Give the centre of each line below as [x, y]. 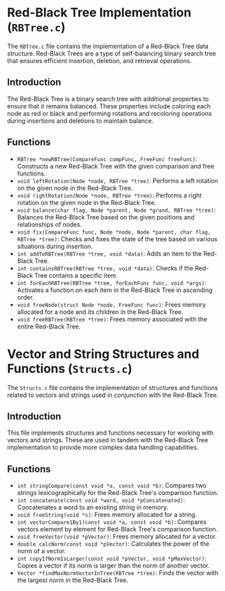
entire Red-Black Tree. [49, 326]
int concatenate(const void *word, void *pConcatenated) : [101, 500]
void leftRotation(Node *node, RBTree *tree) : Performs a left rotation [117, 180]
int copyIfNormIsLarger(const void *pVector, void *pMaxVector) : [112, 558]
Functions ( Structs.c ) [70, 369]
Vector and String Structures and [103, 354]
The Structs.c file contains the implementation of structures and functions [113, 387]
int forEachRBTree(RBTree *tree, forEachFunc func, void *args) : [112, 282]
